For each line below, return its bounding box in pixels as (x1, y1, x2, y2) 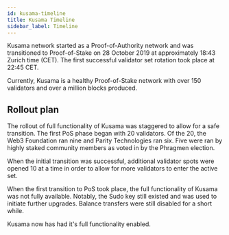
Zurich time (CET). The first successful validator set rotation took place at (7, 56, 215, 64)
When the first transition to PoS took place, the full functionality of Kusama (7, 185, 218, 193)
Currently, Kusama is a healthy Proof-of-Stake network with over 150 (7, 77, 202, 85)
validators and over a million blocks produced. (7, 84, 138, 92)
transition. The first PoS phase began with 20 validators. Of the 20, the (7, 129, 207, 138)
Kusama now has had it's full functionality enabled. (7, 220, 151, 228)
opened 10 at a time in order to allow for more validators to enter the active (7, 164, 218, 173)
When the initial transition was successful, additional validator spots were (7, 157, 215, 165)
